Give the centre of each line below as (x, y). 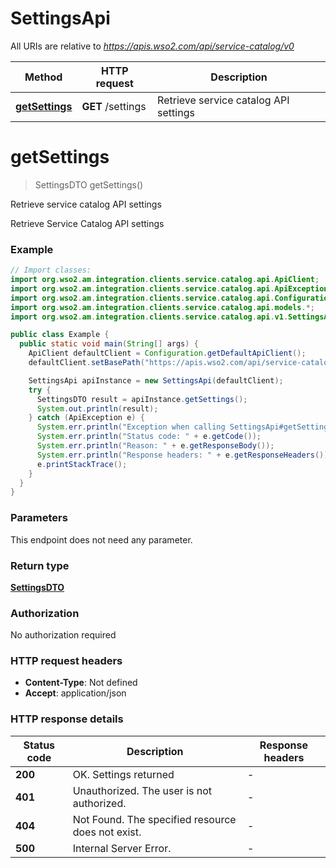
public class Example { (60, 335)
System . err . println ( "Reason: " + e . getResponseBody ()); (155, 446)
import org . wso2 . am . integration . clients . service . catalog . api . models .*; (162, 307)
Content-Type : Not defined (81, 683)
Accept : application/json (75, 693)
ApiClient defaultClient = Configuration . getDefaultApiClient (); (167, 353)
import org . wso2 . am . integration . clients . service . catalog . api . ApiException (169, 288)
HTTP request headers (66, 661)
